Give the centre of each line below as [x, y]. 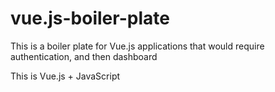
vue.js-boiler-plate [90, 18]
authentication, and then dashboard [84, 56]
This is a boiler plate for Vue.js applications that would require [137, 46]
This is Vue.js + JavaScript [65, 76]
